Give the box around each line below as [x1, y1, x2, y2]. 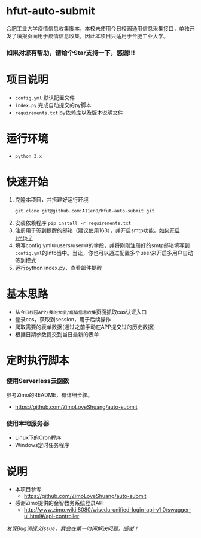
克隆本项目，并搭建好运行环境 [14, 196, 89, 203]
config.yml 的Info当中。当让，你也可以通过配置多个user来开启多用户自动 [14, 249, 193, 256]
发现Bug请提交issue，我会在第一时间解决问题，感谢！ [6, 525, 139, 532]
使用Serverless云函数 [6, 376, 69, 385]
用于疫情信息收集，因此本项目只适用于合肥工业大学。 [37, 32, 169, 39]
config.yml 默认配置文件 [14, 94, 75, 101]
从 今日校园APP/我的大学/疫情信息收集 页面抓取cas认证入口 [14, 308, 147, 315]
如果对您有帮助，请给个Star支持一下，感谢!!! [6, 48, 135, 57]
